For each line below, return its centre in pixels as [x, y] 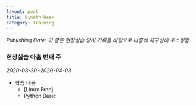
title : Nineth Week [30, 17]
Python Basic [40, 96]
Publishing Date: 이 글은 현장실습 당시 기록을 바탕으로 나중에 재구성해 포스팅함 [98, 40]
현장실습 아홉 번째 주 [34, 57]
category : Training [30, 23]
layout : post [22, 12]
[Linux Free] [38, 89]
